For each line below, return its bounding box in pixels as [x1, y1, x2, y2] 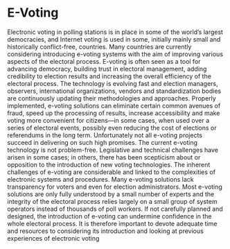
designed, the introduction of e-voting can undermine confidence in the [7, 212, 212, 220]
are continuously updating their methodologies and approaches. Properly [7, 94, 216, 102]
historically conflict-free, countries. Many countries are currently [7, 42, 192, 51]
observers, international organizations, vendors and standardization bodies [7, 87, 222, 95]
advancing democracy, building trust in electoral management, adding [7, 65, 207, 73]
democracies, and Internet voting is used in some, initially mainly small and [7, 35, 221, 43]
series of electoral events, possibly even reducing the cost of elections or [7, 123, 217, 132]
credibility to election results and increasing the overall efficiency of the [7, 71, 211, 80]
